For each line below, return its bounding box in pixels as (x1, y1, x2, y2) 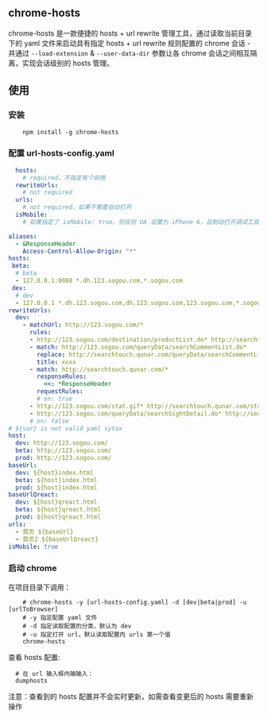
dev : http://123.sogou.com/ (15, 439, 109, 447)
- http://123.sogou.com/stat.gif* (29, 402, 145, 410)
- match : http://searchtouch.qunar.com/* (29, 365, 169, 373)
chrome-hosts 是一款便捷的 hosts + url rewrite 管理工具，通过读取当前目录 (8, 28, 253, 38)
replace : (37, 350, 66, 358)
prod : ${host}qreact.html (15, 513, 102, 521)
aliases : (8, 232, 37, 241)
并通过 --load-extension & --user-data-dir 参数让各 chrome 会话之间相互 (8, 48, 250, 58)
